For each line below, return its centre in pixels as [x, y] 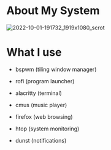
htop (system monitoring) [47, 129]
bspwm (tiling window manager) [56, 69]
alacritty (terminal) [39, 93]
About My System [53, 11]
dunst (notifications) [41, 140]
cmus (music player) [41, 105]
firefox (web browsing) [44, 116]
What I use [34, 52]
